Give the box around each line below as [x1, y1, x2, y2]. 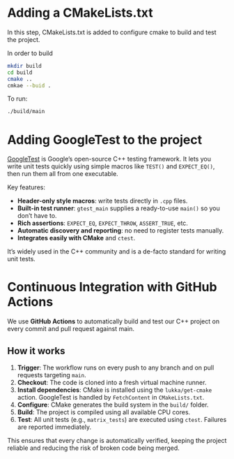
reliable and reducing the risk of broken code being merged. [7, 444, 180, 452]
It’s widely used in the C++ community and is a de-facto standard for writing [7, 247, 226, 256]
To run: [7, 94, 28, 103]
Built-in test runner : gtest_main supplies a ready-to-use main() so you [17, 204, 221, 212]
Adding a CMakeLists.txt [7, 5, 153, 21]
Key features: [7, 183, 45, 191]
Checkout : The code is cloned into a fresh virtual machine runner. [17, 379, 207, 386]
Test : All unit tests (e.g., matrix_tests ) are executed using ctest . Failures [17, 416, 227, 423]
